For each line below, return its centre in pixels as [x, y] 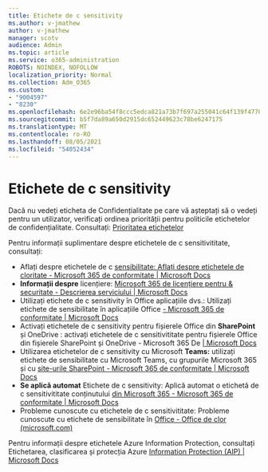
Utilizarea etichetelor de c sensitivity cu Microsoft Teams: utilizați [127, 352]
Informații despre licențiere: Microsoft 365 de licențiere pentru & [126, 284]
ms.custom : [26, 90]
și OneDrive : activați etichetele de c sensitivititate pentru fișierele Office [138, 335]
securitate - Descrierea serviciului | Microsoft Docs [104, 293]
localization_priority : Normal [60, 75]
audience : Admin [35, 45]
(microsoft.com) [46, 428]
